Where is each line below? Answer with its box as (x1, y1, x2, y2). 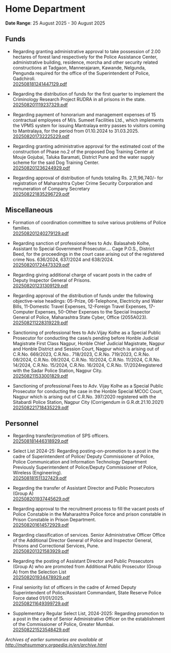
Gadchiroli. (12, 75, 36, 82)
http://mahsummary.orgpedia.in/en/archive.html (5, 642, 107, 648)
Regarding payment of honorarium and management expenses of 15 (12, 111, 156, 117)
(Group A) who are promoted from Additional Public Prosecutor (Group (12, 564, 162, 570)
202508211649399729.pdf (12, 600, 69, 607)
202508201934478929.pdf (12, 574, 70, 581)
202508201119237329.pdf (12, 102, 68, 108)
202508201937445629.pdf (12, 496, 70, 502)
